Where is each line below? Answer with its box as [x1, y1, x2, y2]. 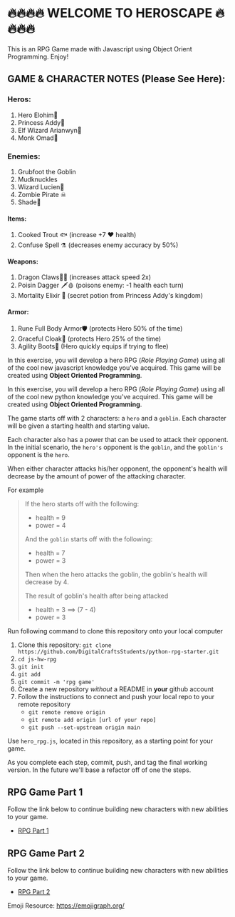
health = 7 [35, 548, 66, 557]
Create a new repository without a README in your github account [17, 684, 214, 693]
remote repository [17, 700, 71, 708]
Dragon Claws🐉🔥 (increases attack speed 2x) [17, 273, 152, 281]
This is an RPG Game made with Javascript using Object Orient [7, 44, 192, 53]
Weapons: [7, 257, 39, 266]
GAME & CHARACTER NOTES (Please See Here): [7, 73, 226, 85]
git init [17, 663, 44, 671]
